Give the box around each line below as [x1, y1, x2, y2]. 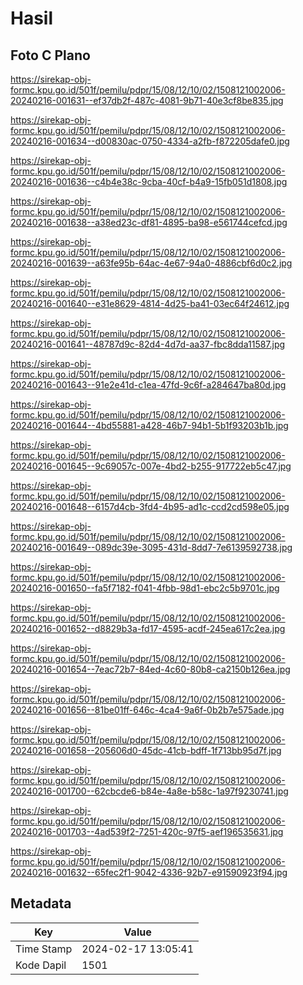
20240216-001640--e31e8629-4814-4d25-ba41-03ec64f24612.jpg [10, 298, 290, 309]
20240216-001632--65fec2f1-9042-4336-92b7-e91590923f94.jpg [10, 867, 288, 878]
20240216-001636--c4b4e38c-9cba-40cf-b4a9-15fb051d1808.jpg [10, 176, 288, 187]
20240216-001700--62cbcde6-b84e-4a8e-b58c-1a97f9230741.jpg [10, 785, 289, 797]
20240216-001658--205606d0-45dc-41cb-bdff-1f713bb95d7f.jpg [10, 745, 282, 756]
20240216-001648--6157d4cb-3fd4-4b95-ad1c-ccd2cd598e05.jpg [10, 501, 290, 512]
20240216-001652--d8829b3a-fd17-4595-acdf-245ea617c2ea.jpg [10, 623, 286, 634]
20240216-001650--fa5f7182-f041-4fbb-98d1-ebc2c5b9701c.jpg [10, 582, 280, 594]
